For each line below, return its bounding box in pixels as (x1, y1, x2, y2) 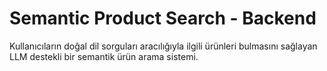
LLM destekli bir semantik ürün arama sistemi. (9, 50, 199, 62)
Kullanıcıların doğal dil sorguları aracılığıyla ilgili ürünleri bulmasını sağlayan (9, 40, 318, 52)
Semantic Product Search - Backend (9, 7, 317, 30)
